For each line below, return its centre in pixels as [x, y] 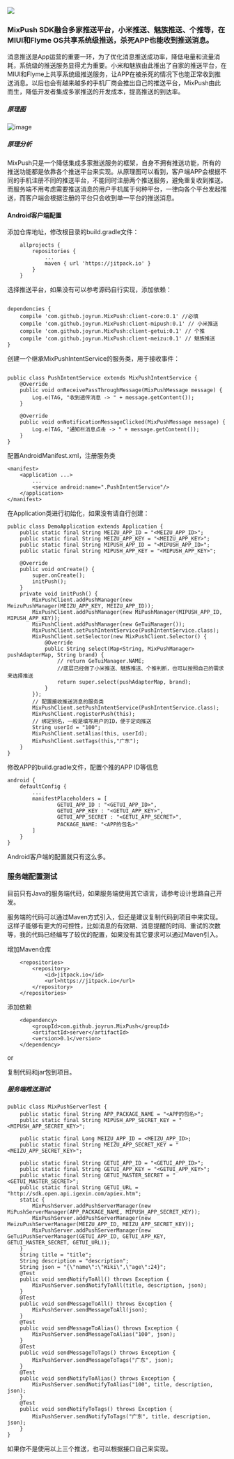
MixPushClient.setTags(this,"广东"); [86, 741]
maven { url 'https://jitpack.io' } [97, 264]
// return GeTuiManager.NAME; [101, 661]
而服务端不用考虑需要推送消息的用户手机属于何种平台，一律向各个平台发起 [114, 189]
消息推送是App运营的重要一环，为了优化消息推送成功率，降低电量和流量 [111, 57]
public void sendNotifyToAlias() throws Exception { [98, 1378]
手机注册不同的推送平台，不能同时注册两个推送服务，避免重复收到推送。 [123, 180]
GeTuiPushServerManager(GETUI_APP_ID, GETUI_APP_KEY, [87, 1236]
